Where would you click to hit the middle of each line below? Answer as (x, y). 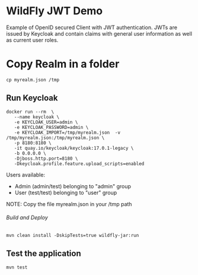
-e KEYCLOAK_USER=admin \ (46, 122)
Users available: (26, 175)
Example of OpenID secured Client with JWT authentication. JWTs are (92, 27)
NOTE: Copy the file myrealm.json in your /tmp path (69, 204)
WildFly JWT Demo (55, 11)
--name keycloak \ (37, 117)
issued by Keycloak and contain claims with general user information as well (99, 33)
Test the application (44, 254)
